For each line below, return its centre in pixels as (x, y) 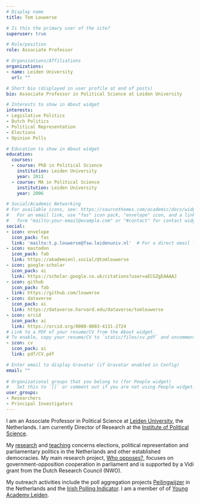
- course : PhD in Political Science (57, 166)
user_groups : (22, 393)
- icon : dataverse (29, 299)
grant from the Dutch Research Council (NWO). (64, 471)
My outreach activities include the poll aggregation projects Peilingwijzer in (98, 482)
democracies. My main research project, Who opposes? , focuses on (90, 457)
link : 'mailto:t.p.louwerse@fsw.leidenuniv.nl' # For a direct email (101, 243)
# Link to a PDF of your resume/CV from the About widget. (81, 332)
